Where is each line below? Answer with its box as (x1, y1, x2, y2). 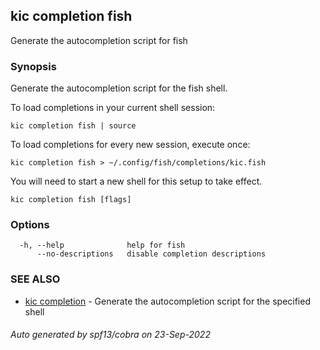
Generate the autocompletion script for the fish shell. (10, 82, 228, 94)
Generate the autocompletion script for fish (10, 34, 188, 46)
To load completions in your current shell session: (10, 102, 216, 114)
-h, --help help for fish (19, 240, 186, 251)
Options (10, 218, 50, 232)
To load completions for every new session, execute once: (10, 139, 251, 151)
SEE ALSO (10, 272, 61, 286)
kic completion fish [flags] (10, 195, 132, 205)
